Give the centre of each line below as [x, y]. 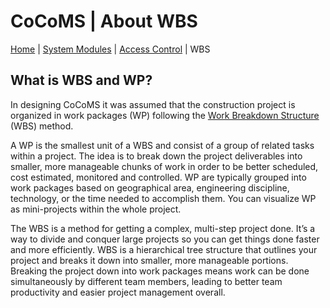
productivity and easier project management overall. [118, 292]
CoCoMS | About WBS [104, 21]
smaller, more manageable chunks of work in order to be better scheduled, [164, 166]
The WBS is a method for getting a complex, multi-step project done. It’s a [163, 228]
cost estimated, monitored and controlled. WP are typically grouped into [158, 177]
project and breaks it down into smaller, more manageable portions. [149, 260]
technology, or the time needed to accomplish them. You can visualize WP [163, 198]
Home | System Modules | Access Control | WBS [110, 49]
